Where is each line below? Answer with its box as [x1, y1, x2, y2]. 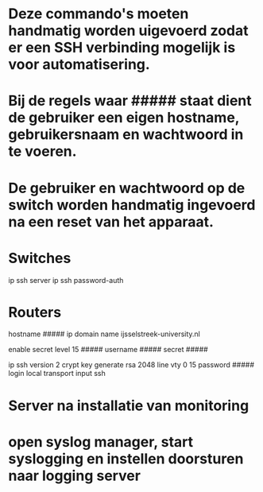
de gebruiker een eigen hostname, [8, 109, 240, 127]
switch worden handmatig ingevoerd [8, 196, 256, 214]
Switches [8, 249, 72, 267]
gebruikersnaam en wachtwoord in [8, 126, 244, 144]
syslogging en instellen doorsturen [8, 450, 244, 467]
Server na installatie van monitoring [8, 397, 249, 414]
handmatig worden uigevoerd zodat [8, 21, 249, 40]
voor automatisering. [8, 56, 151, 74]
